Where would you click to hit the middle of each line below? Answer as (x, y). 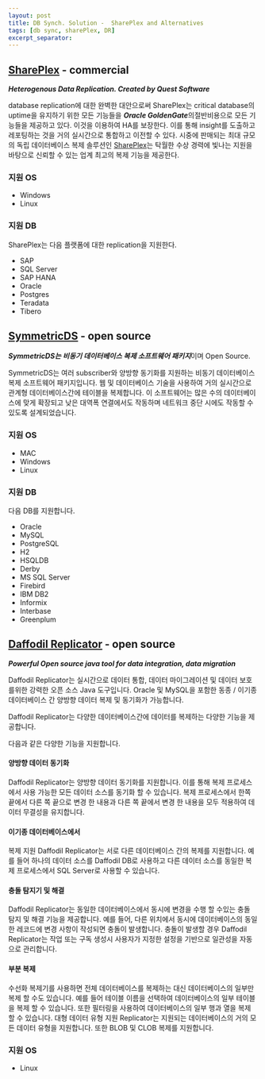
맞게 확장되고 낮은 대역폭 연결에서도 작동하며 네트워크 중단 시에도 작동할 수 (138, 403)
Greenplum (38, 619)
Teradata (34, 303)
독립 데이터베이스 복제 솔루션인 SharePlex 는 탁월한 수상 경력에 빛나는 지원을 (134, 145)
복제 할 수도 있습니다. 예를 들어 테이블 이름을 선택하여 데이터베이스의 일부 (121, 998)
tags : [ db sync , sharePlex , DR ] (61, 30)
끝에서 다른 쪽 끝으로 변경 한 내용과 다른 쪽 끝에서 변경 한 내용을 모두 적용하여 (128, 802)
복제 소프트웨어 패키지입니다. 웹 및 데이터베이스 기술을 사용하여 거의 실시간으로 (130, 383)
